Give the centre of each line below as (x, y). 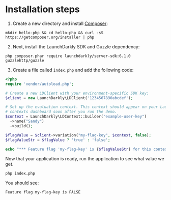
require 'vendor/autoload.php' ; (39, 84)
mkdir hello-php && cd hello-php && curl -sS (54, 33)
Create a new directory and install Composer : (60, 23)
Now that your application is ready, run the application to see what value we (85, 159)
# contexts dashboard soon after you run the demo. (61, 112)
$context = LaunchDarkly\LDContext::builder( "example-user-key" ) (76, 117)
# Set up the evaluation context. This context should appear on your (82, 107)
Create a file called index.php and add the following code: (73, 70)
